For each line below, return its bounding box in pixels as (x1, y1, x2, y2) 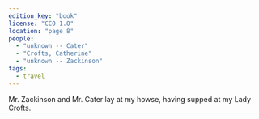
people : (8, 34, 35, 43)
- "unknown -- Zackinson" (15, 57, 104, 66)
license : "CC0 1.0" (8, 19, 74, 28)
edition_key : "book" (8, 11, 79, 20)
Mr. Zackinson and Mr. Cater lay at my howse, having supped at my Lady (8, 94, 252, 104)
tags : (8, 65, 27, 73)
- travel (15, 72, 45, 80)
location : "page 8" (8, 27, 74, 35)
